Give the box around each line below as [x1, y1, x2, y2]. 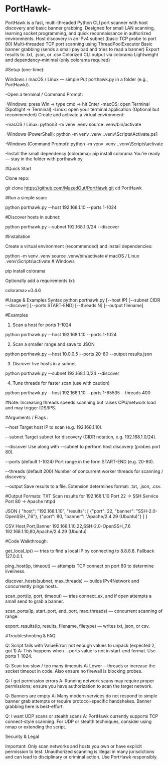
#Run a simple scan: [5, 194, 47, 200]
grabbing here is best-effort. [5, 703, 64, 709]
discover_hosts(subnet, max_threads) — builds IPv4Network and [5, 578, 139, 584]
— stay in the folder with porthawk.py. [5, 156, 84, 162]
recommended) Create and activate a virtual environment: [5, 111, 125, 118]
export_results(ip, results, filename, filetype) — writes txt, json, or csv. [5, 623, 150, 629]
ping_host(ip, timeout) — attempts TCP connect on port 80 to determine [5, 563, 154, 569]
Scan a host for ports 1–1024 [12, 322, 72, 328]
